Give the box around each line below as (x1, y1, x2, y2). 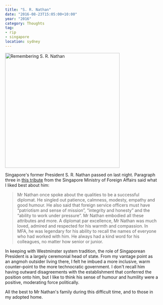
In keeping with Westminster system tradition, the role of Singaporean (5, 248, 145, 254)
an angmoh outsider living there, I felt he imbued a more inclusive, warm (5, 258, 150, 264)
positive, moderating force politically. (5, 279, 80, 285)
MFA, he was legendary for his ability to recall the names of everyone (17, 228, 157, 234)
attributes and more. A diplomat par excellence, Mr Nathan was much (17, 218, 157, 224)
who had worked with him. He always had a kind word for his (17, 233, 140, 239)
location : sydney (5, 39, 41, 44)
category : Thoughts (5, 21, 45, 26)
